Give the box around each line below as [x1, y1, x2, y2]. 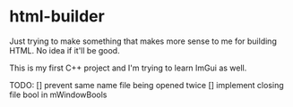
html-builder [9, 6, 105, 27]
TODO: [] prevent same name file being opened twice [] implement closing [9, 79, 284, 90]
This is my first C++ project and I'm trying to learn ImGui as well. [9, 62, 247, 73]
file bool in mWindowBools [9, 89, 108, 100]
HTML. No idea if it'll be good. [9, 45, 120, 55]
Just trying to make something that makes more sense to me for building [9, 36, 278, 46]
